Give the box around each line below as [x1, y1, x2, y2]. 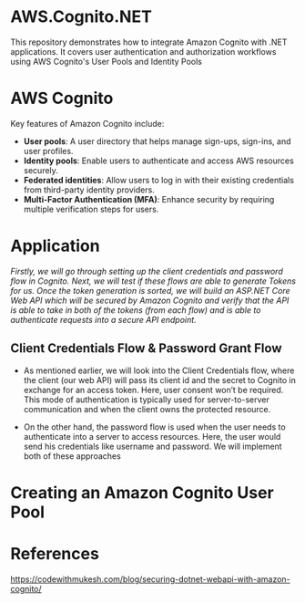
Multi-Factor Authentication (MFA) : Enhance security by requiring [23, 193, 275, 204]
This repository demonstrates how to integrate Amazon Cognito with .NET [10, 36, 288, 47]
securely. [23, 164, 58, 175]
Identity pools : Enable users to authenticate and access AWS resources [23, 155, 294, 166]
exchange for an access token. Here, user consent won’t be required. [23, 384, 284, 395]
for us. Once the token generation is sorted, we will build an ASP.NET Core [10, 285, 290, 296]
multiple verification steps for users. [23, 203, 159, 214]
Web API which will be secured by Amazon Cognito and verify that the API [10, 295, 290, 306]
